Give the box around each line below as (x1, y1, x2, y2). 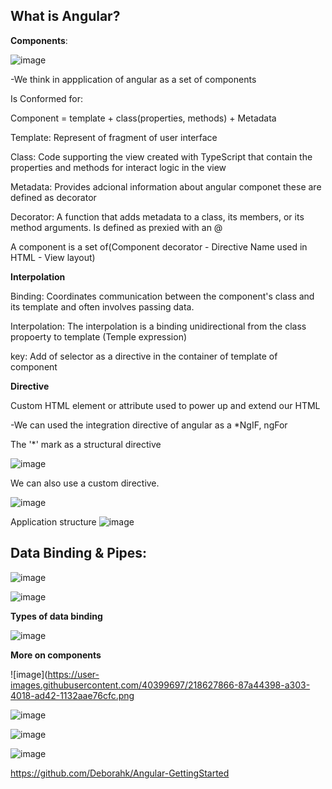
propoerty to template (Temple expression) (10, 330, 188, 343)
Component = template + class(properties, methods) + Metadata (10, 112, 277, 124)
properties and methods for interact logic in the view (10, 161, 227, 173)
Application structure (10, 515, 97, 528)
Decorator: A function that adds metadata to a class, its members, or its (10, 210, 305, 223)
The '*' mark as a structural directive (10, 438, 162, 450)
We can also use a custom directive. (10, 477, 160, 489)
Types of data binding (10, 610, 103, 622)
